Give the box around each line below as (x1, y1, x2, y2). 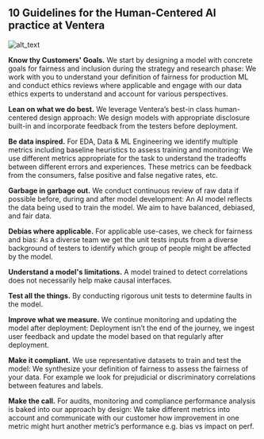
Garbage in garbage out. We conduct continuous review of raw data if (8, 186, 239, 195)
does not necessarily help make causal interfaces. (8, 275, 172, 285)
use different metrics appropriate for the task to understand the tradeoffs (8, 153, 247, 163)
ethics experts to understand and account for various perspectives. (8, 89, 228, 98)
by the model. (8, 252, 53, 261)
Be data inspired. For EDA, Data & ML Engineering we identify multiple (8, 137, 239, 146)
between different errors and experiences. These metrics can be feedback (8, 162, 252, 171)
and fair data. (8, 210, 52, 221)
